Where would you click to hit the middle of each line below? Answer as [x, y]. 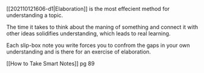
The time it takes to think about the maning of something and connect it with [102, 27]
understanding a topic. [35, 15]
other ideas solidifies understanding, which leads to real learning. [89, 33]
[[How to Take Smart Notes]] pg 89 [50, 64]
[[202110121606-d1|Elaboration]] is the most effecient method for [88, 9]
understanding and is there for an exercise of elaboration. [79, 52]
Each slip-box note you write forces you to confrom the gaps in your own [98, 45]
